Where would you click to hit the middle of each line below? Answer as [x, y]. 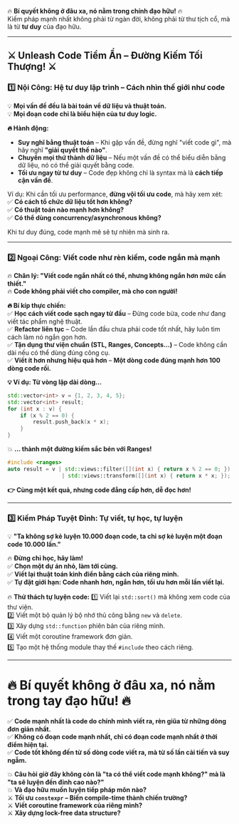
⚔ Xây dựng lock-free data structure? [64, 813]
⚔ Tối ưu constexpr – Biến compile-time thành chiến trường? [97, 798]
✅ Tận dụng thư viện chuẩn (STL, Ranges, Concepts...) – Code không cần [117, 344]
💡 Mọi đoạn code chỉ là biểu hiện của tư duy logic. [82, 113]
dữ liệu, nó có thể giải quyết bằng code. [76, 165]
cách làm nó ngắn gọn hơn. [47, 337]
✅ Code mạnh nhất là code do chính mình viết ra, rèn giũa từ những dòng [117, 721]
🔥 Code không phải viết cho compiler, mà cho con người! [92, 291]
